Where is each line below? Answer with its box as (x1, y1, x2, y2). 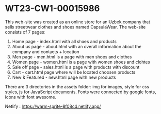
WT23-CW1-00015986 (5, 3, 100, 14)
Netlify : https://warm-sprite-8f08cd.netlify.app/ (5, 103, 101, 109)
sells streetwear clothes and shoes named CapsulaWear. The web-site (5, 24, 146, 29)
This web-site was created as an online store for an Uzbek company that (5, 19, 150, 25)
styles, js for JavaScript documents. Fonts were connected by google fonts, (5, 89, 156, 95)
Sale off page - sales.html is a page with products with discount (12, 64, 140, 70)
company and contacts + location (12, 49, 80, 55)
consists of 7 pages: (5, 29, 46, 35)
